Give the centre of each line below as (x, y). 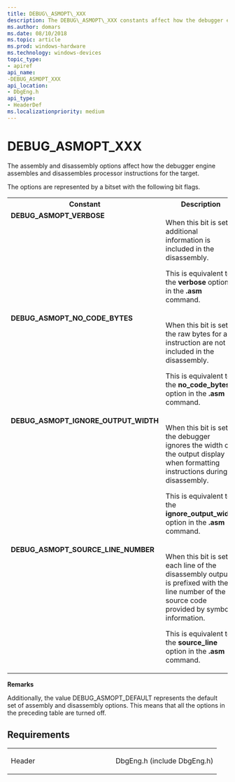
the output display (195, 454)
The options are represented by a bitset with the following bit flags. (104, 187)
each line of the (191, 565)
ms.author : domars (34, 27)
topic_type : (24, 60)
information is (188, 240)
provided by (185, 609)
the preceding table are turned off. (57, 713)
